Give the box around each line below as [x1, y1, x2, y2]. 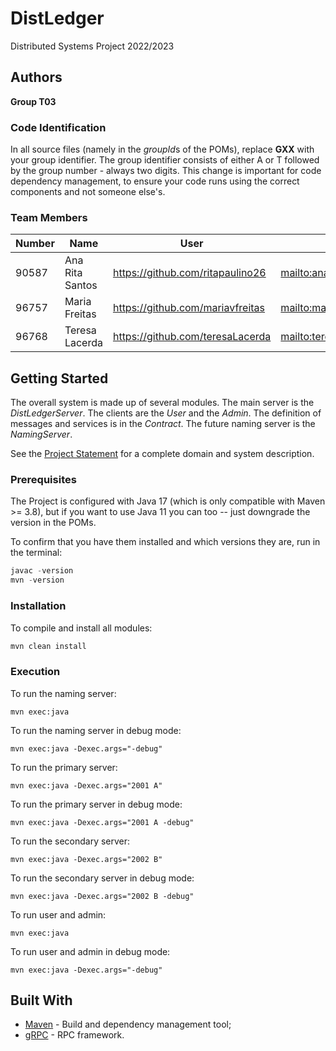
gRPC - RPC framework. [24, 1029, 125, 1041]
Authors [10, 69, 63, 86]
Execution [10, 665, 61, 679]
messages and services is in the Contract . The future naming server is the [10, 418, 316, 430]
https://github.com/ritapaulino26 [112, 266, 267, 280]
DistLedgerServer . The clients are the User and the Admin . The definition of [10, 407, 322, 419]
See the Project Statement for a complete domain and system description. [10, 448, 315, 460]
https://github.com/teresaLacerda [112, 330, 272, 344]
